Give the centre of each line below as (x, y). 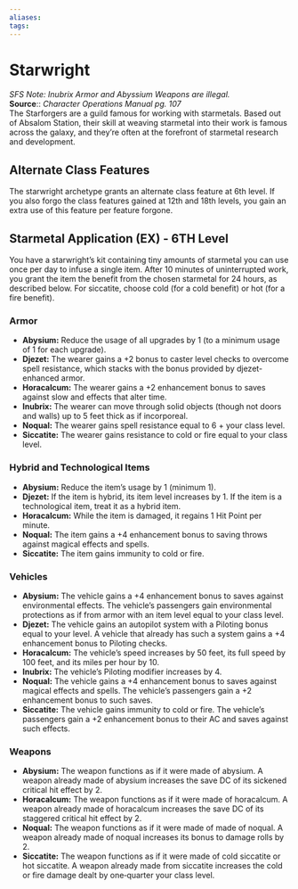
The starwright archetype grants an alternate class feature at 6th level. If (142, 192)
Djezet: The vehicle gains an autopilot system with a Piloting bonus (145, 624)
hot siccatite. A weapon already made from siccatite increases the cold (152, 866)
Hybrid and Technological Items (80, 467)
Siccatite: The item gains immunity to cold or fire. (113, 553)
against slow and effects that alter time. (94, 397)
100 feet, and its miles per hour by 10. (91, 662)
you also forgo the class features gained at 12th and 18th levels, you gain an (148, 201)
